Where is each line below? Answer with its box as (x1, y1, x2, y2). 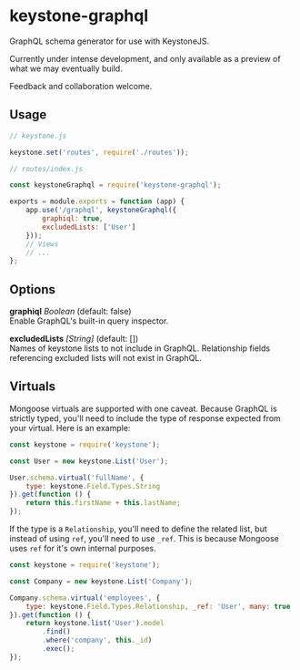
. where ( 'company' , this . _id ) (42, 635, 153, 645)
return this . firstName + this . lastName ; (25, 499, 181, 508)
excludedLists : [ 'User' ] (42, 222, 136, 232)
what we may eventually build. (9, 63, 123, 74)
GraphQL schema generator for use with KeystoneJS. (9, 36, 210, 46)
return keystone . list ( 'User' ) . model (25, 619, 165, 628)
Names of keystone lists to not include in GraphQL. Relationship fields (9, 343, 271, 354)
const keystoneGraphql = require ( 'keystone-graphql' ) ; (9, 180, 222, 190)
